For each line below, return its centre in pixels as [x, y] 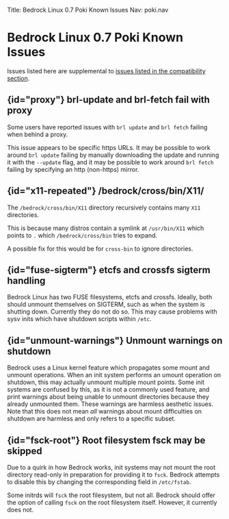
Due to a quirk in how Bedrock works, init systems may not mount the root [111, 467]
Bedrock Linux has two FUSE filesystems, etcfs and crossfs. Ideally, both [110, 297]
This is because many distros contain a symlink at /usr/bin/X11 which [106, 228]
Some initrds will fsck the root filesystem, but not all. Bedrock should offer [111, 495]
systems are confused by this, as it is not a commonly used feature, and [108, 390]
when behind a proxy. [38, 134]
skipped [25, 451]
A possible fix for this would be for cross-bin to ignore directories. [100, 249]
